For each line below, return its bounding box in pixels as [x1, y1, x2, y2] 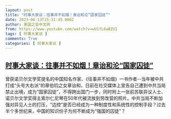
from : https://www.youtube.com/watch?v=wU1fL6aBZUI [5, 27, 117, 32]
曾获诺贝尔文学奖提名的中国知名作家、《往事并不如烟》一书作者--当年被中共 [5, 75, 164, 82]
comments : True [5, 36, 38, 42]
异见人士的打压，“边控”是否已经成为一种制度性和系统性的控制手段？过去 [14, 101, 166, 108]
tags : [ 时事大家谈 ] [5, 31, 47, 36]
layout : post [5, 7, 33, 13]
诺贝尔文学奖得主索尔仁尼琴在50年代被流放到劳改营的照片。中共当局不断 [5, 95, 159, 101]
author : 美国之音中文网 [5, 22, 51, 27]
